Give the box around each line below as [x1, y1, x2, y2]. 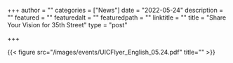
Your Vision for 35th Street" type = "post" [7, 21, 128, 29]
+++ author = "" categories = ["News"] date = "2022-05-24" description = [7, 6, 223, 14]
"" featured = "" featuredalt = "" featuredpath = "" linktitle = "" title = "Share [7, 13, 227, 22]
